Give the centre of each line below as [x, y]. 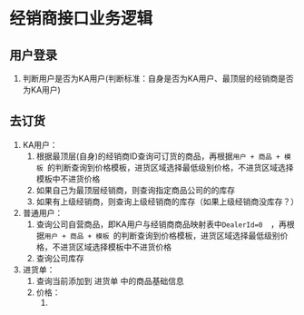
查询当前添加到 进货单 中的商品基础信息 [110, 281]
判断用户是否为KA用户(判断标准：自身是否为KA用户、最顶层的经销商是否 [158, 79]
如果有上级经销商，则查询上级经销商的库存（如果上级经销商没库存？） [167, 202]
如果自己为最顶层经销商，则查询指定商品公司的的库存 [136, 190]
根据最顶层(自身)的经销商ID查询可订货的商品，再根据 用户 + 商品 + [158, 156]
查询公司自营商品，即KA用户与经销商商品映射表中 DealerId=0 [149, 224]
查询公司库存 [60, 258]
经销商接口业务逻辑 [81, 19]
